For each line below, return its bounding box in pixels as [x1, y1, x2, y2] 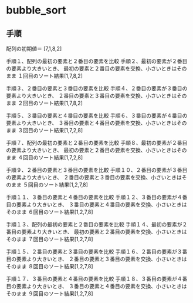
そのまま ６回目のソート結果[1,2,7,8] [6, 208, 93, 215]
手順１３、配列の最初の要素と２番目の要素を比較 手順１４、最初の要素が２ [6, 221, 188, 228]
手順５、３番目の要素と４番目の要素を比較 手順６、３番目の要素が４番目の [6, 112, 188, 119]
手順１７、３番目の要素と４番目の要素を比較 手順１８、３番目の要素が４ [6, 275, 182, 282]
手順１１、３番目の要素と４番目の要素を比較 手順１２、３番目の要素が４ [6, 194, 182, 201]
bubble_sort [6, 4, 66, 17]
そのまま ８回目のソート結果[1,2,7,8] [6, 263, 93, 269]
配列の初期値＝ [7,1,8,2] [6, 45, 62, 52]
